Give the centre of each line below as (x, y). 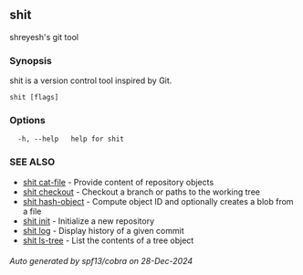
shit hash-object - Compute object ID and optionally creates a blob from (158, 201)
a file (32, 211)
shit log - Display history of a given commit (103, 230)
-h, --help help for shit (71, 139)
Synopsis (31, 60)
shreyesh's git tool (44, 37)
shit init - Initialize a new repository (89, 221)
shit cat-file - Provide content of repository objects (118, 182)
